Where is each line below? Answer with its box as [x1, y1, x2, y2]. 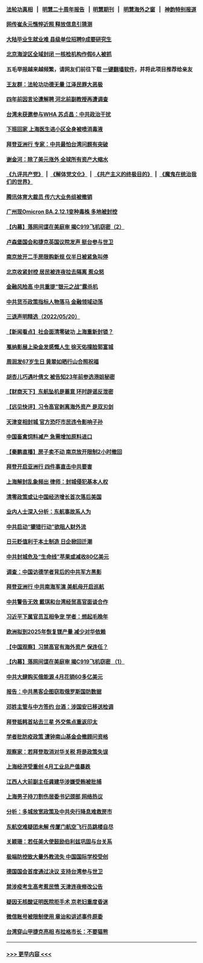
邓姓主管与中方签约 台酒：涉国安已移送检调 [6, 703, 114, 710]
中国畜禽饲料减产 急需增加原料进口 [6, 433, 92, 441]
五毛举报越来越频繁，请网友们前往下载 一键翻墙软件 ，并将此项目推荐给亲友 [6, 65, 193, 73]
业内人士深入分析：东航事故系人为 [6, 508, 91, 515]
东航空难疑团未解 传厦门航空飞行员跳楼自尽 [6, 823, 114, 830]
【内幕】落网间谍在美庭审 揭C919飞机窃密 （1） [6, 658, 125, 665]
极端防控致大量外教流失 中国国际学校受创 [6, 853, 109, 860]
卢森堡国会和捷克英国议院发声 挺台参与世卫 [6, 238, 114, 245]
